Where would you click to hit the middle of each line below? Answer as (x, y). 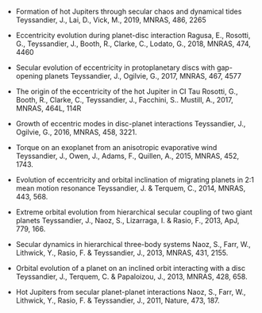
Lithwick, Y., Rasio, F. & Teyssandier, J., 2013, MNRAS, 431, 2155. (122, 253)
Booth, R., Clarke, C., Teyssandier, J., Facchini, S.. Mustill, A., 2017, (124, 100)
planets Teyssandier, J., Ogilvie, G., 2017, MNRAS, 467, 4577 (143, 76)
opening (29, 76)
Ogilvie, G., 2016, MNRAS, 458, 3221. (76, 132)
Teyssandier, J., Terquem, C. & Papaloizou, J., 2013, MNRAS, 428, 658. (131, 276)
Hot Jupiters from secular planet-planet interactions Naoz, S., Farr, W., (131, 292)
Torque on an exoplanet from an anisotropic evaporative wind (116, 147)
